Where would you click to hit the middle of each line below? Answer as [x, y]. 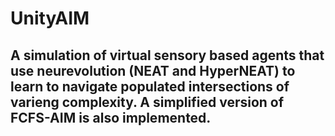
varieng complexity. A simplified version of [147, 102]
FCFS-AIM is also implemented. [111, 117]
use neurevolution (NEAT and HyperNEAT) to [153, 70]
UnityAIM [50, 18]
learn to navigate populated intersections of [150, 86]
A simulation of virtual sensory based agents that [167, 55]
